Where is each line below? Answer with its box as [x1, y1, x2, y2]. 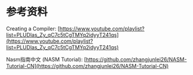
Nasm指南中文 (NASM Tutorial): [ [6, 56, 87, 63]
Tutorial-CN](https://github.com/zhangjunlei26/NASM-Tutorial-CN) [6, 62, 169, 69]
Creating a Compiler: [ [6, 25, 60, 32]
